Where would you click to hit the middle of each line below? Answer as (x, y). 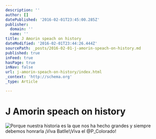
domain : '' (22, 29)
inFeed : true (19, 58)
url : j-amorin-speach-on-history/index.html (54, 72)
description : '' (23, 10)
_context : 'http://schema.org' (39, 77)
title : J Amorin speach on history (43, 39)
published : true (23, 53)
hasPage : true (21, 63)
